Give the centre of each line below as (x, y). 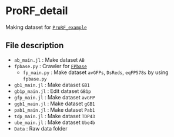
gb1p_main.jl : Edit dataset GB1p (53, 91)
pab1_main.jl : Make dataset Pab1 (54, 109)
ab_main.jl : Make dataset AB (49, 59)
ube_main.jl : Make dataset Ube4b (54, 122)
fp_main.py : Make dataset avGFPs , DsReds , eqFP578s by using (96, 72)
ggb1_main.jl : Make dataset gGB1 (54, 103)
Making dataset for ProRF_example (46, 27)
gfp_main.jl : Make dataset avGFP (54, 97)
